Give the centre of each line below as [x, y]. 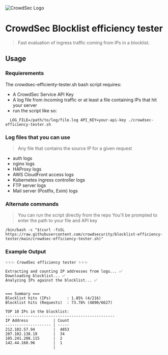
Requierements [25, 73]
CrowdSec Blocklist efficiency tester [84, 29]
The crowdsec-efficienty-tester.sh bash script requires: [63, 84]
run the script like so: [35, 110]
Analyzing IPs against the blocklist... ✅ [51, 280]
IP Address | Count [37, 320]
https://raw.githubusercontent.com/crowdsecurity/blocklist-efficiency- [84, 234]
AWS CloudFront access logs [43, 174]
